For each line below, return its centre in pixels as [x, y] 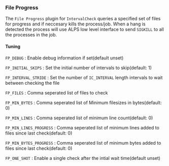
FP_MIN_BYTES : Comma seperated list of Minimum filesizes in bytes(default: [83, 103]
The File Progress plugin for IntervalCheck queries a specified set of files [83, 19]
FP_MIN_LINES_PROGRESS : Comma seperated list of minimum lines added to [82, 127]
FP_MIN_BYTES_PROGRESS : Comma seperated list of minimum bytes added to [83, 143]
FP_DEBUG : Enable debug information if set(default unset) [64, 58]
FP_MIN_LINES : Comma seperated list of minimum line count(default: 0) [79, 118]
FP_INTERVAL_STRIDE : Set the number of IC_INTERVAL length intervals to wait [84, 77]
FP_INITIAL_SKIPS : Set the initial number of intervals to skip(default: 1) [79, 68]
